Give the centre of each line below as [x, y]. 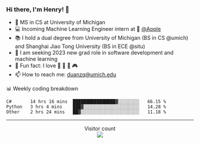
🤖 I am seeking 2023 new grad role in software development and [94, 53]
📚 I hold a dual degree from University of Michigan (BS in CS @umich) [101, 38]
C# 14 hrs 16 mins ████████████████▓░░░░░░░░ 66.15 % [86, 102]
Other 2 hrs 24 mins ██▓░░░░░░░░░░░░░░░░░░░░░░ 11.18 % [86, 112]
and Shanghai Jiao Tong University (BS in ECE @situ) [80, 46]
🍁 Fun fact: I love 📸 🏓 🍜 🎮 [46, 66]
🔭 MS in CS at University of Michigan [60, 23]
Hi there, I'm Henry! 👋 [38, 9]
